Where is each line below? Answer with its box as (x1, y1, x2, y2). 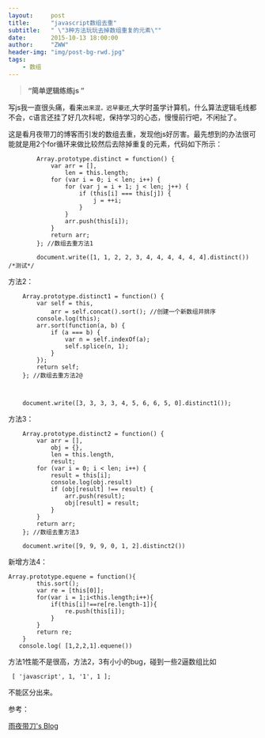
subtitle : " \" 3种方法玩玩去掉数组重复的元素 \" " (8, 26, 162, 34)
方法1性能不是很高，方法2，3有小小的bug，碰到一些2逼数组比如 (8, 657, 217, 666)
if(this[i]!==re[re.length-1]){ (50, 600, 157, 608)
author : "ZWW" (8, 41, 69, 49)
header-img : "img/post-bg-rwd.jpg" (8, 48, 126, 56)
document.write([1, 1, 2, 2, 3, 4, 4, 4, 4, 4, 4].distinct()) (36, 253, 249, 261)
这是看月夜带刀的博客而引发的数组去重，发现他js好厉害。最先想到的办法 (8, 129, 243, 138)
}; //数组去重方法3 (22, 528, 79, 536)
